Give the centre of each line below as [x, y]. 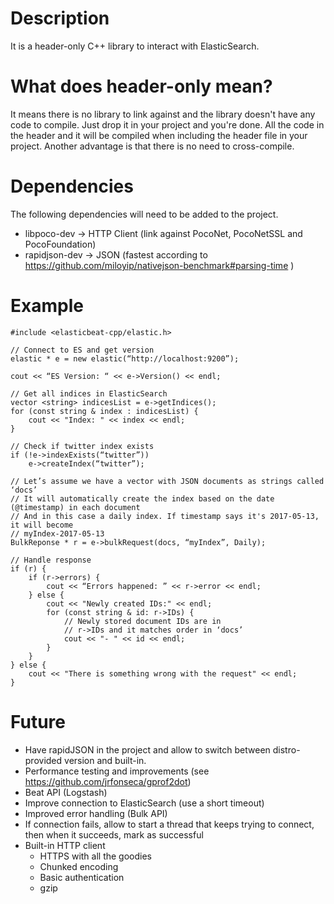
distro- [286, 749]
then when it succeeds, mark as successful [114, 834]
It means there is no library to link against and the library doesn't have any [163, 114]
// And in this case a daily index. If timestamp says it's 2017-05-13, [165, 516]
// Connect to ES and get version [82, 350]
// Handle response [51, 560]
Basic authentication [82, 877]
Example [47, 306]
